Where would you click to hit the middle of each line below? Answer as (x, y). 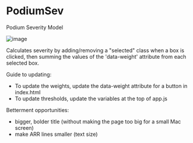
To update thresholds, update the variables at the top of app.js (91, 98)
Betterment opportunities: (38, 110)
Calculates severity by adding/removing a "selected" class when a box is (95, 50)
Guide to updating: (29, 74)
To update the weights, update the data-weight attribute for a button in (101, 86)
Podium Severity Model (35, 27)
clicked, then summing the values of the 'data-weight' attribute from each (96, 56)
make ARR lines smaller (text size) (56, 134)
